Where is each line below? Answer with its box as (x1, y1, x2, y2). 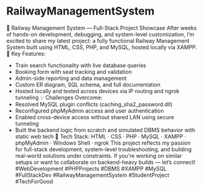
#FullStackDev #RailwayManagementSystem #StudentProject (15, 171, 170, 179)
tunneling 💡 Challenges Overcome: (15, 94, 103, 101)
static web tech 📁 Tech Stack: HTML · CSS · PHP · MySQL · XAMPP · (15, 133, 187, 140)
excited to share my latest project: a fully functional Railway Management (6, 37, 190, 44)
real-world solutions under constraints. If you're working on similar (15, 152, 182, 159)
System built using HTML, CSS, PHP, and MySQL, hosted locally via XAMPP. (6, 44, 198, 51)
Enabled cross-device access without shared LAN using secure (15, 113, 174, 120)
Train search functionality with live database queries (15, 62, 146, 69)
